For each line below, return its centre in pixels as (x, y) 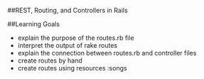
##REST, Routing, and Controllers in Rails (68, 10)
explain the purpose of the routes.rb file (76, 38)
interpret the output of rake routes (68, 45)
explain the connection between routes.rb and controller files (107, 53)
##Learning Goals (34, 24)
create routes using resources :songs (72, 68)
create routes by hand (50, 60)
